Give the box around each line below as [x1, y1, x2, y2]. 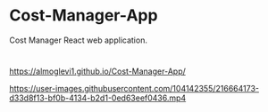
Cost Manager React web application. [9, 35, 147, 45]
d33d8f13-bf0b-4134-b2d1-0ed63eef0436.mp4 [9, 92, 187, 103]
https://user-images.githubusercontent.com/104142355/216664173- [9, 84, 260, 94]
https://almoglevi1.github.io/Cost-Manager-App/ [9, 66, 186, 76]
